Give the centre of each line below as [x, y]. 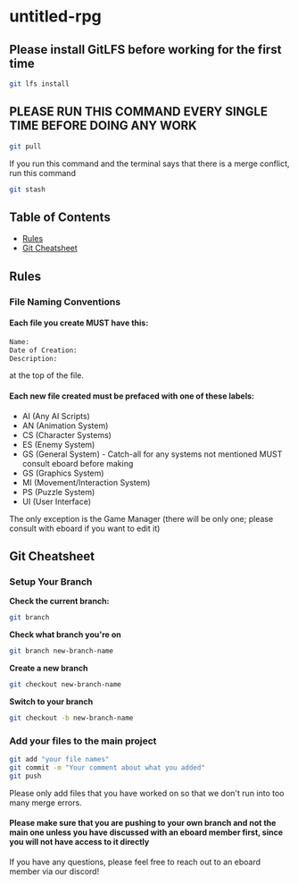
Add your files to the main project [83, 741]
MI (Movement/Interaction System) [86, 482]
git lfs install [39, 84]
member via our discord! [54, 871]
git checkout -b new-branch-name [71, 718]
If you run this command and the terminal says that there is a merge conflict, [149, 164]
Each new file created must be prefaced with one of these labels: [132, 396]
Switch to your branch [51, 701]
